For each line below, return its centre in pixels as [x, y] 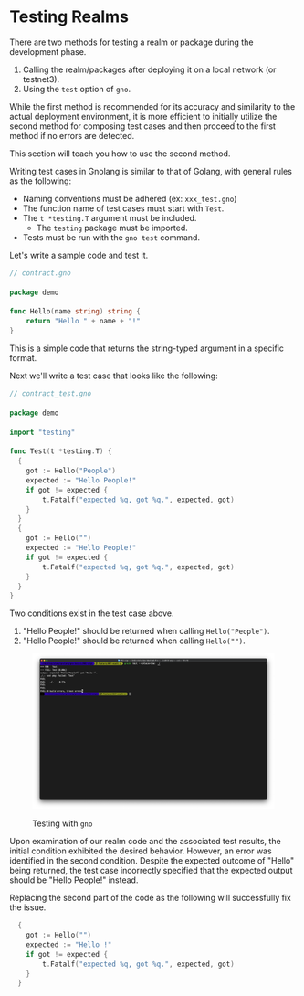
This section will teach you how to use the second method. [120, 154]
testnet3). [41, 79]
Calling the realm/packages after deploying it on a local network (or [149, 69]
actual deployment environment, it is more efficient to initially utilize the [143, 116]
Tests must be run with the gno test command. [111, 237]
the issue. [28, 907]
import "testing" [42, 432]
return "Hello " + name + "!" [84, 322]
